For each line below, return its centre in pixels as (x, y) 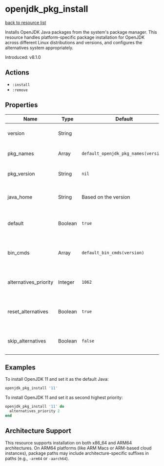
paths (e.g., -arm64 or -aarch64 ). (37, 458)
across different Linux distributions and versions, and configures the (74, 42)
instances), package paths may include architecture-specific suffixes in (77, 453)
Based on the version (106, 197)
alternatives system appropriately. (39, 48)
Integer (66, 282)
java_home (20, 197)
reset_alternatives (28, 311)
